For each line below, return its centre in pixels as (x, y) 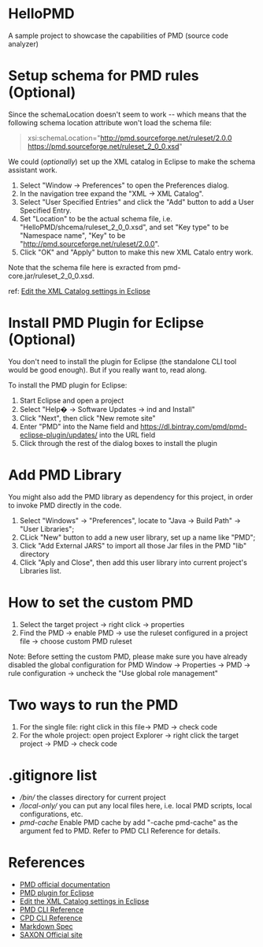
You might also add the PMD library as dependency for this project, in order (131, 496)
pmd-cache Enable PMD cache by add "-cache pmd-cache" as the (129, 822)
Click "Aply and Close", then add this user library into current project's (133, 562)
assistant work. (33, 169)
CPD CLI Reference (51, 918)
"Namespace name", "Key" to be (72, 235)
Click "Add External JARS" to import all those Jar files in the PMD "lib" (133, 545)
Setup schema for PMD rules (104, 76)
